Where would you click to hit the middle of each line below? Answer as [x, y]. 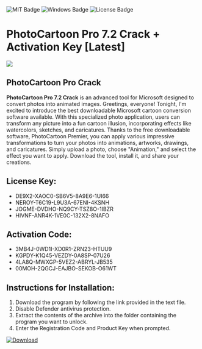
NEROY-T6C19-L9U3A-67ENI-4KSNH [62, 202]
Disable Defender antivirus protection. [63, 309]
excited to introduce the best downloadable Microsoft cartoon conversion [99, 110]
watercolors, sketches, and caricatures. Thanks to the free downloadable [98, 130]
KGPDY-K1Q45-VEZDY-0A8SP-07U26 [63, 256]
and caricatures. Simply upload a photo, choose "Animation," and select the [101, 149]
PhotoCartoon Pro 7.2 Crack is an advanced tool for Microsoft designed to [100, 97]
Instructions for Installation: [60, 288]
